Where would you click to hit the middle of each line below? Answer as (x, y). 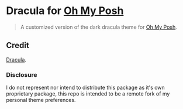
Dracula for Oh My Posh (65, 11)
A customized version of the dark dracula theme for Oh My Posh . (99, 27)
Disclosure (22, 74)
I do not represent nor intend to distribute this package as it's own (85, 88)
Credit (18, 45)
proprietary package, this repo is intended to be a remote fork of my (88, 94)
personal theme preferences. (41, 100)
